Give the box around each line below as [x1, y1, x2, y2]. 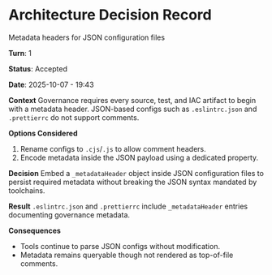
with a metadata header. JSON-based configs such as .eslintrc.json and [8, 104, 257, 114]
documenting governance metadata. [8, 209, 131, 220]
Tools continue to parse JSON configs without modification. [19, 241, 221, 251]
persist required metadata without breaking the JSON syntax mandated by [8, 177, 257, 187]
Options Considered [8, 128, 78, 138]
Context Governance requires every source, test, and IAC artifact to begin [8, 95, 257, 105]
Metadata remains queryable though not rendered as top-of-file [19, 250, 234, 260]
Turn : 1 [8, 48, 32, 58]
